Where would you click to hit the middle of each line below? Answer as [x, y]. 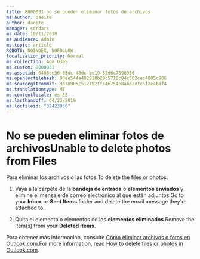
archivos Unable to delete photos [89, 148]
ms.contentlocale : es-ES [37, 95]
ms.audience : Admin [30, 39]
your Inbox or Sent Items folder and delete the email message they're [101, 202]
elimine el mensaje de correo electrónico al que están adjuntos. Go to [99, 195]
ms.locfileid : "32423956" [38, 106]
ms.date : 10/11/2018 [32, 34]
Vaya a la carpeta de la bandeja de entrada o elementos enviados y [99, 189]
